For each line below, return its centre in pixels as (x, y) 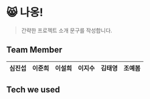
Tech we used (33, 90)
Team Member (34, 50)
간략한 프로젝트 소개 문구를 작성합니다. (66, 30)
